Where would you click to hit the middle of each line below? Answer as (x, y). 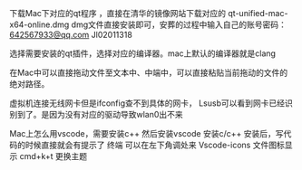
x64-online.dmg (39, 24)
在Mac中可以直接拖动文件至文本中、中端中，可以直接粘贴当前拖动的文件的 (149, 72)
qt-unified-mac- (258, 13)
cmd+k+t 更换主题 (54, 156)
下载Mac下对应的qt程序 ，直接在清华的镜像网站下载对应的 (118, 13)
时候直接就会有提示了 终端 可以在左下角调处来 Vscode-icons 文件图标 (155, 145)
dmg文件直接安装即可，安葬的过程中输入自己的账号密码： (179, 24)
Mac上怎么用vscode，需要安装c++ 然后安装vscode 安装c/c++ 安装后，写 (146, 133)
